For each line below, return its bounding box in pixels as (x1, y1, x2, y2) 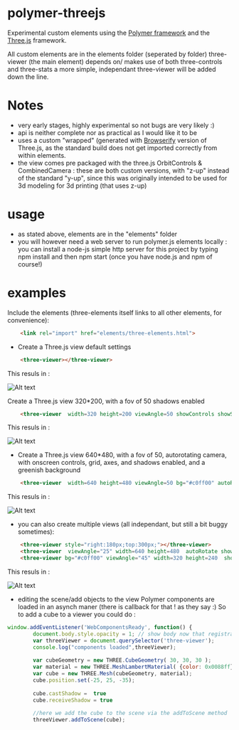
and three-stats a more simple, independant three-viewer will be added (7, 65, 216, 73)
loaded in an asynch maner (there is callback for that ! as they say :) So (17, 602, 226, 611)
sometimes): (17, 527, 55, 536)
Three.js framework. (7, 36, 67, 44)
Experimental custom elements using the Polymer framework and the (7, 28, 210, 37)
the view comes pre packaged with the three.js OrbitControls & (17, 159, 203, 167)
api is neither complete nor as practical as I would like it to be (17, 128, 198, 136)
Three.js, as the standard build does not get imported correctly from (17, 144, 218, 152)
